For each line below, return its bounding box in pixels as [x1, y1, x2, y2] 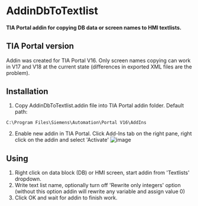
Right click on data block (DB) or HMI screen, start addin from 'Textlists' [14, 169, 190, 176]
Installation [6, 86, 48, 96]
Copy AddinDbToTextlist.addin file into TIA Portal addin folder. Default [14, 102, 184, 109]
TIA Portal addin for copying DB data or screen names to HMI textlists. [6, 24, 182, 31]
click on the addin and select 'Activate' [14, 136, 109, 143]
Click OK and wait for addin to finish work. [14, 194, 118, 201]
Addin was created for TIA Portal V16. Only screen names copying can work [6, 57, 191, 64]
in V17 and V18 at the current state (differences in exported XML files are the [6, 63, 192, 70]
